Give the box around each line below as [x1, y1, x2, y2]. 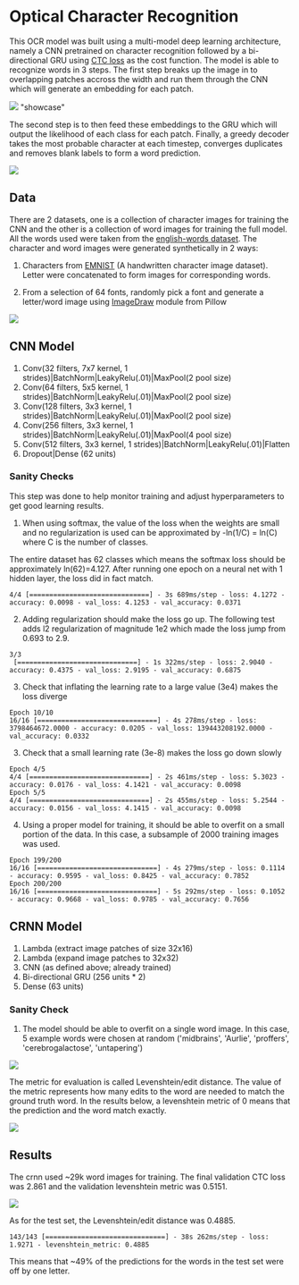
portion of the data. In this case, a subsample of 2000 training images [21, 829, 279, 840]
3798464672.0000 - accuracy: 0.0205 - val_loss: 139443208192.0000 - [9, 723, 274, 732]
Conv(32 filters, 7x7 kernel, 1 [21, 362, 128, 373]
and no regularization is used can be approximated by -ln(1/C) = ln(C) [21, 527, 278, 537]
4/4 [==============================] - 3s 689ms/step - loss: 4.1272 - [9, 590, 286, 599]
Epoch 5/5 [9, 788, 46, 797]
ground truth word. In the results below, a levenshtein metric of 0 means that [9, 1095, 291, 1106]
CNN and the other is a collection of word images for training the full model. [9, 224, 288, 234]
